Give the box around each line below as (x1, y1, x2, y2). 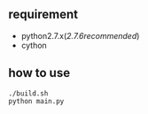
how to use (8, 65, 71, 80)
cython (20, 40, 48, 50)
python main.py (8, 96, 65, 105)
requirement (8, 7, 79, 22)
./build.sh (8, 88, 49, 98)
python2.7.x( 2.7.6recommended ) (20, 30, 140, 41)
